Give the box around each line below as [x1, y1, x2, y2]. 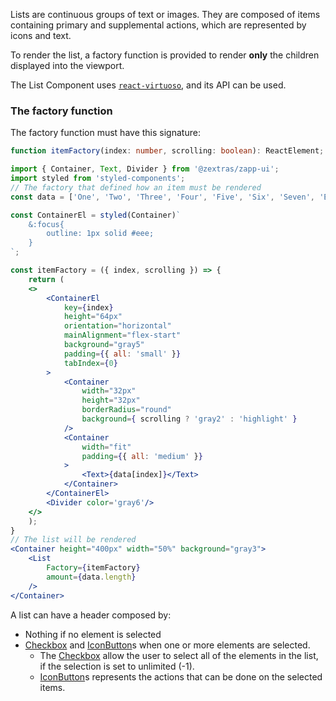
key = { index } [63, 302, 114, 313]
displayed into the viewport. [10, 60, 125, 71]
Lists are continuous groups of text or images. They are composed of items [10, 9, 321, 20]
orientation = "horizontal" [63, 321, 172, 331]
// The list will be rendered [10, 535, 137, 545]
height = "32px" [81, 395, 141, 406]
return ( [28, 274, 65, 284]
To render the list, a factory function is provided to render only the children [10, 49, 320, 61]
